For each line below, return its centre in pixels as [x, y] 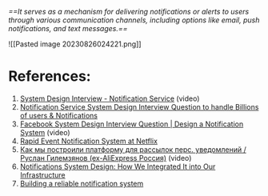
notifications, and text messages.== [68, 28]
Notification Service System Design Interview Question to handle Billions [139, 106]
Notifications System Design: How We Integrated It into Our [118, 166]
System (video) [45, 132]
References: [50, 76]
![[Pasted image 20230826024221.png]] [75, 44]
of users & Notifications [59, 115]
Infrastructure [42, 174]
